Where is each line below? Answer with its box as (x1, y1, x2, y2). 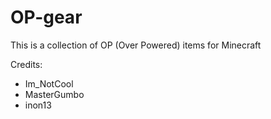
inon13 (24, 99, 52, 111)
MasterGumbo (24, 88, 85, 100)
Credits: (10, 58, 43, 70)
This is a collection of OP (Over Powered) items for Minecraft (10, 39, 262, 51)
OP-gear (10, 6, 83, 29)
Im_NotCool (24, 77, 74, 90)
